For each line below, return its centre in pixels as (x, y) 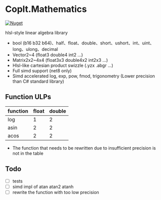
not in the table (28, 153)
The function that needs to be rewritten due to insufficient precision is (84, 148)
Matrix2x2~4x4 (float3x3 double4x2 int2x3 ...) (60, 60)
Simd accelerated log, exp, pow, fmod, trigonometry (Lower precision (84, 76)
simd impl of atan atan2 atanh (43, 187)
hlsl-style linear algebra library (37, 32)
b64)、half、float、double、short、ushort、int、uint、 (98, 43)
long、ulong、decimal (35, 49)
